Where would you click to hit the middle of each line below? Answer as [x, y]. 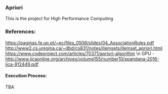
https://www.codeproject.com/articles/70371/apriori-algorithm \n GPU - [80, 53]
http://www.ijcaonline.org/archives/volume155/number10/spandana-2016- [82, 59]
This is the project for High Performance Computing [59, 19]
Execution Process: [26, 76]
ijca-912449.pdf [22, 64]
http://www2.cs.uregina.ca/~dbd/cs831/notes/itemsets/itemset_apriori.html [84, 48]
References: [21, 32]
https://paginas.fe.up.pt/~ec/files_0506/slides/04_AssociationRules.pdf [80, 42]
